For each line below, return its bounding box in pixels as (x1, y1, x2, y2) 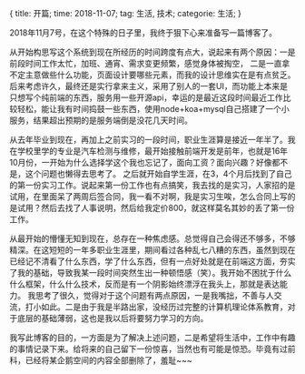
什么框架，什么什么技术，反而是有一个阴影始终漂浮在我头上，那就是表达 (9, 278, 280, 289)
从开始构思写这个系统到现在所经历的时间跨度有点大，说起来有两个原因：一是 (9, 46, 296, 57)
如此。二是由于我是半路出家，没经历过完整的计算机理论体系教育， (40, 301, 288, 312)
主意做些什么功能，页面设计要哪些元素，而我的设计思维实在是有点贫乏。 (25, 69, 296, 80)
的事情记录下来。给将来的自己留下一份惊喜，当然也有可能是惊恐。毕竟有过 (9, 344, 288, 354)
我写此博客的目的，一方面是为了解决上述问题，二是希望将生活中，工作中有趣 (9, 332, 296, 343)
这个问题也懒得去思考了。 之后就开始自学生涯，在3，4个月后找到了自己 (25, 168, 292, 179)
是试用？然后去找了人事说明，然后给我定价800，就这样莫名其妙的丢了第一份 (9, 203, 295, 213)
